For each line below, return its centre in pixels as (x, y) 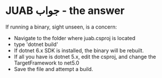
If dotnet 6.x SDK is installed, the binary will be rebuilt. (79, 50)
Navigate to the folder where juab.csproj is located (75, 38)
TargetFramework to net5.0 (47, 63)
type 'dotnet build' (36, 44)
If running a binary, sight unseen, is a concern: (61, 27)
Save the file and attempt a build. (54, 69)
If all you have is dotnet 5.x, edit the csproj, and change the (85, 56)
